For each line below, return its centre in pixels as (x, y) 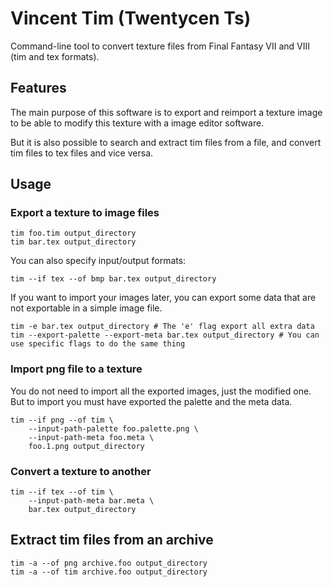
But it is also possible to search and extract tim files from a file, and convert (166, 142)
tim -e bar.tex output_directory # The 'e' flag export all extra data (162, 327)
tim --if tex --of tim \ (62, 492)
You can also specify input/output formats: (98, 261)
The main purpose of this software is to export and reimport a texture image (166, 112)
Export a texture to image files (85, 213)
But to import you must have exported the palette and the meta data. (151, 401)
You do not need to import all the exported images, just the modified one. (161, 391)
